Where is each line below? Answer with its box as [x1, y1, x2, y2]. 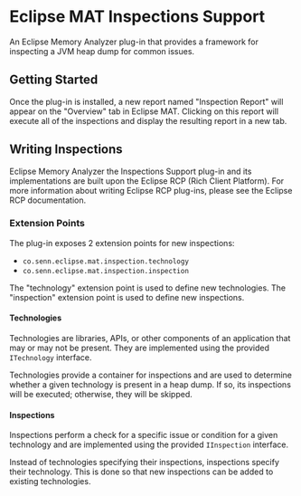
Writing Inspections [9, 142, 124, 157]
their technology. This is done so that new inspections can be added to [9, 466, 274, 477]
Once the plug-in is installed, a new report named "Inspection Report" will [9, 96, 284, 107]
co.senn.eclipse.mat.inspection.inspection [22, 266, 190, 275]
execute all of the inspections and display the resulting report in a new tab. [9, 115, 287, 126]
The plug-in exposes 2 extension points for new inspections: [9, 237, 235, 248]
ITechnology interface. [9, 352, 92, 363]
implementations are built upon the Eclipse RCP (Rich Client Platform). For [9, 175, 285, 186]
